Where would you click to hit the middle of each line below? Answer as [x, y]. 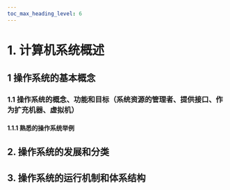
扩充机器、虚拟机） [46, 110]
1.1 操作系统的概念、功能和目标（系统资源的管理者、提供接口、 [112, 100]
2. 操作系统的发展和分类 [58, 152]
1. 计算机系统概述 [56, 50]
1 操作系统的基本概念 [51, 78]
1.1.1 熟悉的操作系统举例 [41, 128]
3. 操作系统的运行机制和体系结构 [76, 178]
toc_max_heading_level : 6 [44, 14]
